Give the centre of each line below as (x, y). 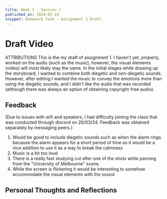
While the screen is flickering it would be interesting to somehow (79, 169)
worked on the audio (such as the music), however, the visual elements (78, 63)
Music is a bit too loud (35, 153)
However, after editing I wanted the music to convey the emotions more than (83, 79)
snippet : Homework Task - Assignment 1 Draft (53, 19)
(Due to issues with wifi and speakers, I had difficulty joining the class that (82, 117)
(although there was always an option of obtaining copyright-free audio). (80, 89)
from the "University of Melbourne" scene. (56, 164)
